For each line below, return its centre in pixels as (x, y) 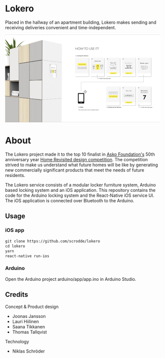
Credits (17, 295)
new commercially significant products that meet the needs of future (75, 170)
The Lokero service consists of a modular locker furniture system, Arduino (81, 185)
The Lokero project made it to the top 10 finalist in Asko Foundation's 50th (80, 154)
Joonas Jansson (29, 316)
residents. (15, 175)
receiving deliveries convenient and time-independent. (61, 27)
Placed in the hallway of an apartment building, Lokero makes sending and (81, 22)
